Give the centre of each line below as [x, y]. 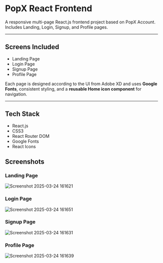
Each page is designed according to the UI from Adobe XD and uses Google [81, 84]
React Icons [24, 146]
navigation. [16, 94]
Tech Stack [22, 114]
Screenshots [25, 161]
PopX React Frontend [49, 9]
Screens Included [32, 47]
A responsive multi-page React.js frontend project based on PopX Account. [80, 22]
